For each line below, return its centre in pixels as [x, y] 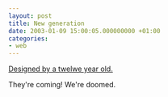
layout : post [30, 16]
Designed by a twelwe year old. [61, 69]
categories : [28, 38]
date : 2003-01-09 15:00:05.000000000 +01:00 [84, 31]
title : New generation [46, 23]
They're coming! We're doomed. [62, 85]
